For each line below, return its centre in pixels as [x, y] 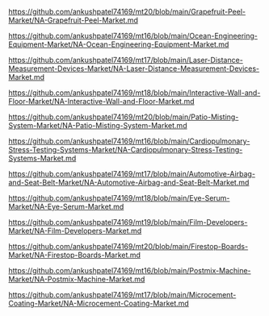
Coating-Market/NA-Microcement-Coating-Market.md [99, 303]
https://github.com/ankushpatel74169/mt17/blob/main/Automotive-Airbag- [132, 174]
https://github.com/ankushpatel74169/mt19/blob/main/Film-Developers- [128, 222]
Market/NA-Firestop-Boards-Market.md [75, 255]
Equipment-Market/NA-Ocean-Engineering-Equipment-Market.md [119, 44]
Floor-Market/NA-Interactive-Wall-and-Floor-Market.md [102, 101]
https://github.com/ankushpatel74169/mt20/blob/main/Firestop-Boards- [128, 246]
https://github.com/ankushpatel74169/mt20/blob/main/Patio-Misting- [124, 117]
